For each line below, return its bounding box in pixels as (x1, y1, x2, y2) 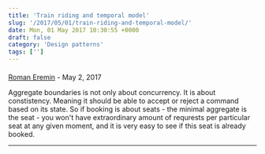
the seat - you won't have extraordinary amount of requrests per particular (8, 112, 251, 122)
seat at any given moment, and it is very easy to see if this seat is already (8, 121, 246, 130)
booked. (8, 129, 35, 138)
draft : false (8, 33, 51, 42)
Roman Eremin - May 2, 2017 (8, 72, 103, 82)
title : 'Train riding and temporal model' (8, 11, 150, 20)
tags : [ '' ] (8, 48, 44, 56)
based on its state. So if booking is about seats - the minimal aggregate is (8, 104, 247, 114)
